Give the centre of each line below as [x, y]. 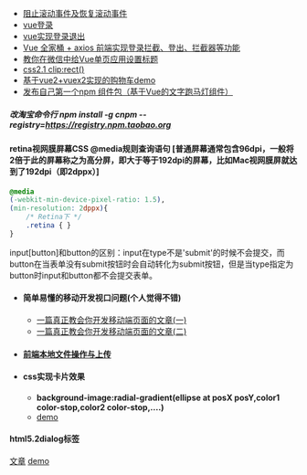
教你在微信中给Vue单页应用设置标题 [90, 59]
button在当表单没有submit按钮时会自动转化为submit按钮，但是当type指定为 [152, 264]
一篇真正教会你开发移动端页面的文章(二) [111, 332]
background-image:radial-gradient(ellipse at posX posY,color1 [158, 397]
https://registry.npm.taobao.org [108, 124]
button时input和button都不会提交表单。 [84, 275]
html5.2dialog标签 [45, 439]
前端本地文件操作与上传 [67, 354]
